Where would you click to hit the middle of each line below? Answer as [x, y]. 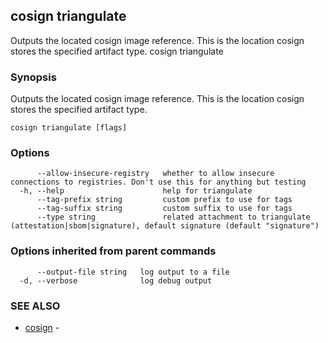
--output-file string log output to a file [133, 272]
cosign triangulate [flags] [69, 128]
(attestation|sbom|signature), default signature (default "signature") [165, 226]
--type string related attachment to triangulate [173, 217]
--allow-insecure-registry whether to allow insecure [155, 174]
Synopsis [33, 77]
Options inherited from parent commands [113, 251]
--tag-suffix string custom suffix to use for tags [164, 209]
